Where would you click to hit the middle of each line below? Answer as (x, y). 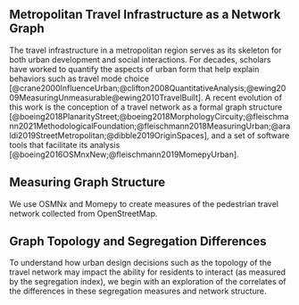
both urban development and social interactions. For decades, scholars (140, 59)
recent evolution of (248, 97)
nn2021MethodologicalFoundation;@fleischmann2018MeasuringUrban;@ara (150, 126)
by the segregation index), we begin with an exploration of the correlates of (148, 282)
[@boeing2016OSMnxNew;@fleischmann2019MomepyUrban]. (124, 154)
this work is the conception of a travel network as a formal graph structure (146, 107)
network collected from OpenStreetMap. (83, 213)
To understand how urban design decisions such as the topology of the (141, 263)
